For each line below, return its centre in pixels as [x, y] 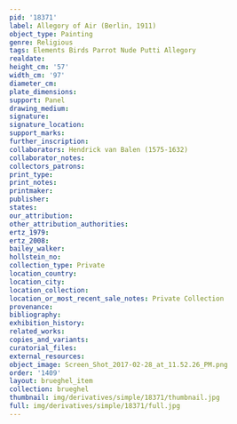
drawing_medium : [39, 108]
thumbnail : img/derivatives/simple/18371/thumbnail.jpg [115, 398]
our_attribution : [41, 216]
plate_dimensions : [43, 92]
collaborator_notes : [47, 158]
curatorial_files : [43, 348]
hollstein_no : [36, 257]
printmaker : [31, 191]
